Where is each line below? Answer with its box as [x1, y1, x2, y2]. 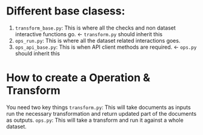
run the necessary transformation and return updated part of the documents [6, 110, 197, 117]
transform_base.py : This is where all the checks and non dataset [15, 24, 176, 31]
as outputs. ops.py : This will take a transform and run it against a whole [6, 116, 184, 124]
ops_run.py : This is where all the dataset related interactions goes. [15, 37, 181, 44]
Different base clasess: [6, 4, 125, 18]
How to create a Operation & [6, 71, 150, 85]
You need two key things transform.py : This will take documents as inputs [6, 104, 191, 111]
